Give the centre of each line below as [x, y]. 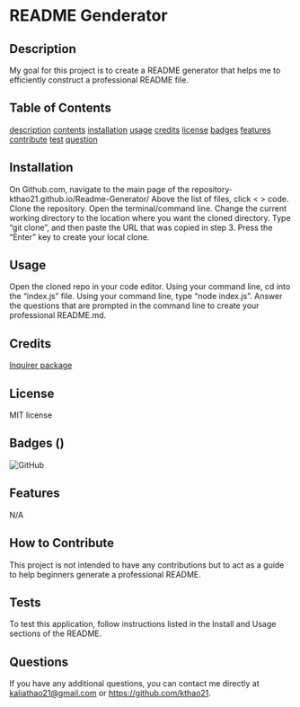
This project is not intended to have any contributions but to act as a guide [147, 565]
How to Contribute [62, 543]
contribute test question [53, 139]
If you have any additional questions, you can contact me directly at [134, 684]
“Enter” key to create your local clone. [79, 237]
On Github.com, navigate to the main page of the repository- [121, 189]
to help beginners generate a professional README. [106, 574]
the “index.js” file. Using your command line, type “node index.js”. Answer [146, 296]
